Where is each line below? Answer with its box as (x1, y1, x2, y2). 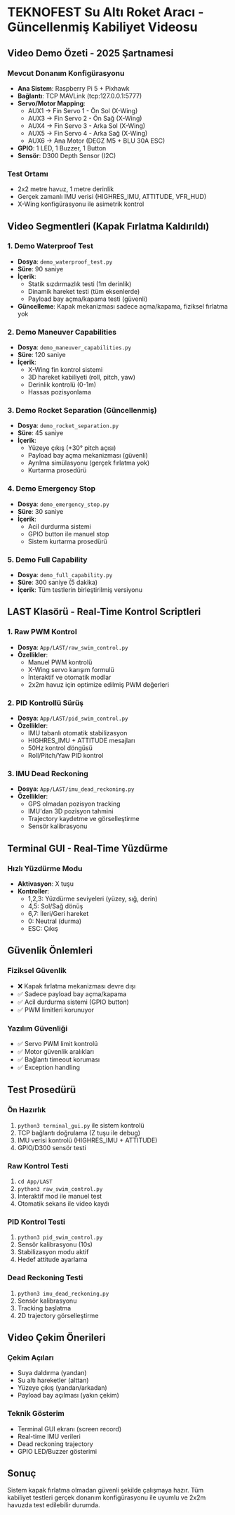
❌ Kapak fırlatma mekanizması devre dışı (17, 981, 136, 990)
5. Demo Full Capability (7, 555, 88, 565)
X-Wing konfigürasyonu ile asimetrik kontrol (17, 200, 145, 208)
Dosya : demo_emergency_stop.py (17, 500, 110, 508)
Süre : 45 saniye (17, 429, 64, 437)
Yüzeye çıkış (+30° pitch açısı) (27, 444, 116, 452)
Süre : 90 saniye (17, 264, 64, 273)
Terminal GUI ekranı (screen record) (17, 1424, 122, 1433)
